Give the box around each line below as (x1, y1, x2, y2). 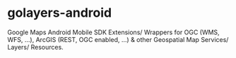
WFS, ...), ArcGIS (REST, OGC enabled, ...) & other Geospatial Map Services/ (7, 35, 229, 43)
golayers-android (7, 5, 112, 21)
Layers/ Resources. (7, 43, 64, 51)
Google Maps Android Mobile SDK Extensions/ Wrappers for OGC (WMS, (7, 28, 220, 36)
